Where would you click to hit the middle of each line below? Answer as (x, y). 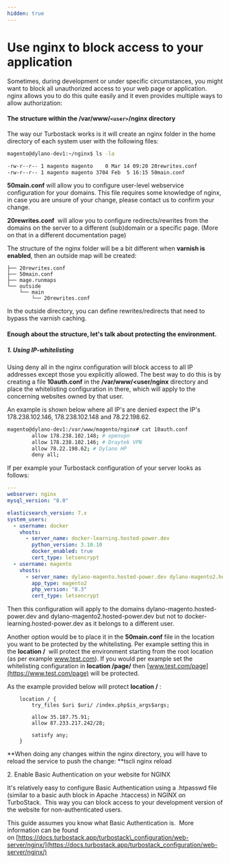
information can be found (43, 830)
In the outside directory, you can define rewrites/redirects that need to (106, 311)
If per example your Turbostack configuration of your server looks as (104, 468)
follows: (18, 475)
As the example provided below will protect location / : (85, 687)
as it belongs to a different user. (130, 624)
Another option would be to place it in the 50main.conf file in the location (111, 637)
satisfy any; (50, 735)
